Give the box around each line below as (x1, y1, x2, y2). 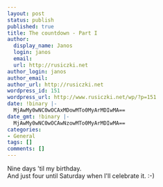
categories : (7, 126, 42, 133)
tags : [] (7, 139, 33, 146)
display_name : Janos (13, 42, 73, 49)
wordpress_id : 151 (7, 87, 60, 94)
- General (7, 132, 36, 139)
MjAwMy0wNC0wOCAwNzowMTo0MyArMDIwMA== (13, 119, 126, 127)
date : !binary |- (7, 100, 58, 107)
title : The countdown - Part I (7, 29, 98, 37)
